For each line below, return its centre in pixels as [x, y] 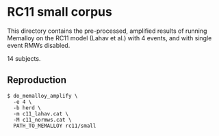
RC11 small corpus [60, 12]
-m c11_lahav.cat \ [41, 113]
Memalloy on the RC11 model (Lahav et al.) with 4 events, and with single [109, 38]
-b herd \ [27, 108]
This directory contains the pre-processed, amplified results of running [107, 31]
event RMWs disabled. [39, 45]
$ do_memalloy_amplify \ [42, 96]
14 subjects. [24, 58]
